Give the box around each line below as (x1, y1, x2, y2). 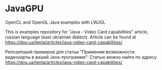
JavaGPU (5, 3, 44, 14)
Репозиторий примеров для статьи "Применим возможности (5, 49, 134, 55)
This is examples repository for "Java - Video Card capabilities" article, (5, 29, 149, 35)
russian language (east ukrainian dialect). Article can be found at (5, 34, 136, 40)
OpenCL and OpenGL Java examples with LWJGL (5, 19, 106, 25)
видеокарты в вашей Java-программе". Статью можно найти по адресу (5, 54, 157, 60)
